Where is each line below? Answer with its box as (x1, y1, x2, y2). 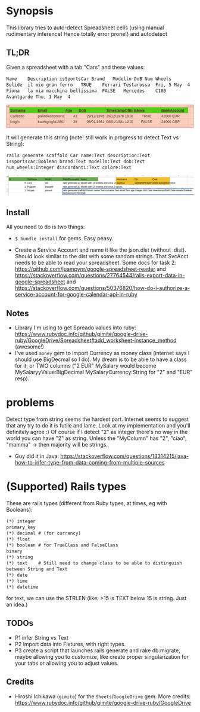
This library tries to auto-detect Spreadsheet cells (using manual (6, 24, 164, 31)
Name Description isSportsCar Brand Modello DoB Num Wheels (6, 76, 171, 82)
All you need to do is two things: (6, 223, 85, 231)
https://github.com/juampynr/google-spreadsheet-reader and (14, 265, 167, 273)
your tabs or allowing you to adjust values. (14, 659, 119, 667)
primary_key (6, 524, 36, 530)
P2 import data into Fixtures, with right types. (14, 640, 126, 647)
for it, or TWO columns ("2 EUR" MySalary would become (14, 362, 157, 369)
